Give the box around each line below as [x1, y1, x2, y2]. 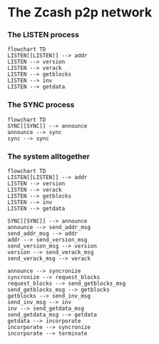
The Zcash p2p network [7, 4, 152, 21]
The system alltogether [7, 151, 91, 161]
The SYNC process [7, 100, 75, 110]
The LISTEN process [7, 30, 80, 40]
